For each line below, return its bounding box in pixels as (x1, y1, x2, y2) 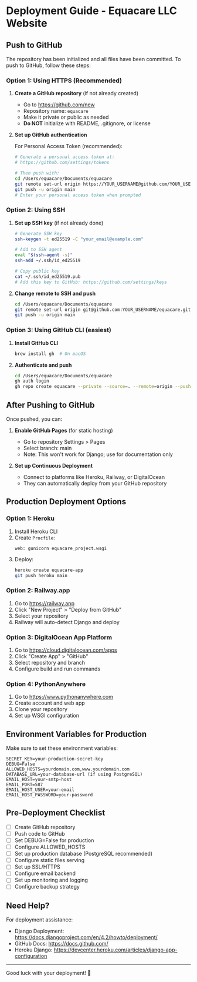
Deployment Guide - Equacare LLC (6, 4, 177, 18)
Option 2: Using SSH (6, 206, 66, 214)
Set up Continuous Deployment (14, 462, 93, 469)
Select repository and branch (14, 659, 85, 666)
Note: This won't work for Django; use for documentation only (23, 451, 173, 458)
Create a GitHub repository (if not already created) (14, 90, 139, 97)
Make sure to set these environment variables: (6, 745, 118, 752)
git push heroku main (14, 572, 67, 578)
